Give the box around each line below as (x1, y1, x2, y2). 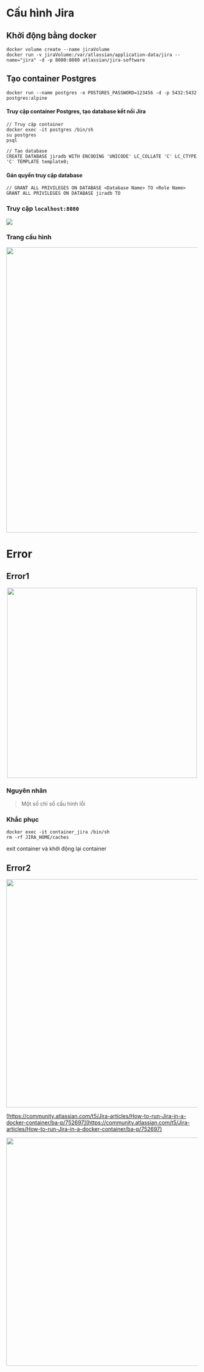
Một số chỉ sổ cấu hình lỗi (21, 800, 86, 808)
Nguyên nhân (6, 786, 47, 794)
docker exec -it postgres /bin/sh (6, 127, 94, 133)
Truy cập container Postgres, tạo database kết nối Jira (6, 108, 146, 115)
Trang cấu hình (6, 233, 52, 242)
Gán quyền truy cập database (6, 171, 83, 179)
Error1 (6, 571, 29, 581)
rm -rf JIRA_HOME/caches (6, 835, 69, 841)
